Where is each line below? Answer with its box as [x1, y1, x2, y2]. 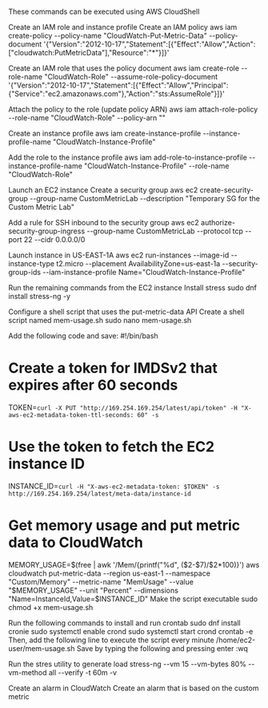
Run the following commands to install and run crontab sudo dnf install [8, 617, 242, 628]
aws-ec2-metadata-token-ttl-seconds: [8, 411, 134, 419]
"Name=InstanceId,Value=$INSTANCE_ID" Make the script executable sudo [8, 593, 258, 604]
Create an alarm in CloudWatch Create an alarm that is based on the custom [8, 683, 259, 693]
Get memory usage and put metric [8, 516, 241, 535]
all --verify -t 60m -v [48, 667, 118, 677]
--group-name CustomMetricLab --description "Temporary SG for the [29, 194, 260, 203]
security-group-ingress [8, 226, 86, 236]
